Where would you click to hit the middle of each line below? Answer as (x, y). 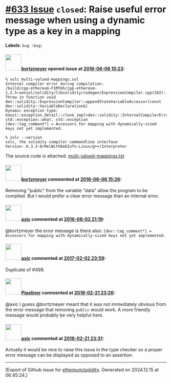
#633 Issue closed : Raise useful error (86, 9)
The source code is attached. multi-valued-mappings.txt (65, 156)
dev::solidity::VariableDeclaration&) (47, 106)
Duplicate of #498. (25, 269)
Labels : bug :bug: (24, 45)
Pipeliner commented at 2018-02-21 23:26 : (68, 293)
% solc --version (24, 138)
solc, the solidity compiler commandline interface (61, 142)
